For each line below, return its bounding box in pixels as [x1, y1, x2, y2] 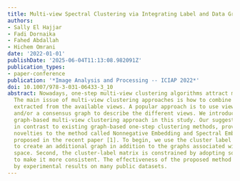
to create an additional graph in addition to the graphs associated [14, 143, 225, 150]
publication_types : [7, 63, 66, 71]
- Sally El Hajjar [7, 24, 62, 31]
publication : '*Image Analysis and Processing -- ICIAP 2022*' [7, 76, 200, 84]
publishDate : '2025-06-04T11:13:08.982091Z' [7, 57, 142, 64]
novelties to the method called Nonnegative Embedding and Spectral [14, 130, 222, 137]
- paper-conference [7, 70, 66, 77]
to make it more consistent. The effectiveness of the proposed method [14, 156, 232, 164]
